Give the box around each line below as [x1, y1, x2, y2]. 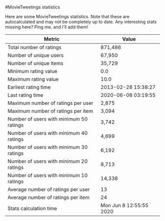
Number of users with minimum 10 [7, 172, 88, 178]
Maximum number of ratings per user [7, 100, 93, 106]
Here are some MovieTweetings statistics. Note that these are [5, 14, 130, 19]
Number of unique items [7, 60, 64, 67]
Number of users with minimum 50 [7, 116, 88, 122]
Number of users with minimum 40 [7, 130, 88, 136]
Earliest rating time [7, 84, 51, 90]
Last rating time [7, 92, 44, 98]
